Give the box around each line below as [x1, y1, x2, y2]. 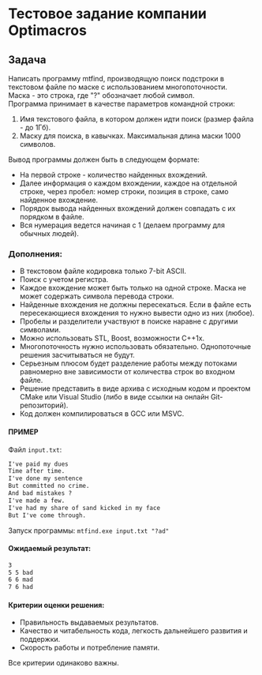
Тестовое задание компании [8, 5, 208, 23]
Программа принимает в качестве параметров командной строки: [8, 99, 235, 108]
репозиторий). [19, 400, 69, 411]
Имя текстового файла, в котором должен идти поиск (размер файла [19, 114, 254, 123]
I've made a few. [8, 497, 65, 504]
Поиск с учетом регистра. [19, 275, 109, 284]
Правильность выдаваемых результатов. [19, 617, 159, 628]
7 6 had [8, 583, 34, 591]
